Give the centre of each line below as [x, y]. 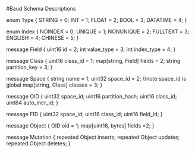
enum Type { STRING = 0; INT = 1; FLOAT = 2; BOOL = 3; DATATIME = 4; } [97, 20]
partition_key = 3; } [29, 67]
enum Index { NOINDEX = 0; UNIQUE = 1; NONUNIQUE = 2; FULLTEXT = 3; [98, 31]
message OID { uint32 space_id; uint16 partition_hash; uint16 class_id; [92, 96]
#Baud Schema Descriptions [41, 9]
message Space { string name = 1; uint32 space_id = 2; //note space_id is [96, 79]
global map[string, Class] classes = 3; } [54, 85]
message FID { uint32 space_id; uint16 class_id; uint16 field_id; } [84, 114]
